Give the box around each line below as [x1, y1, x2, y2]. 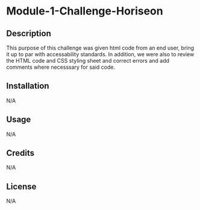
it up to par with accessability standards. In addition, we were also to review [6, 51, 195, 58]
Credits [6, 148, 35, 158]
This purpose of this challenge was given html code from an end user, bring [6, 44, 195, 51]
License [6, 181, 37, 191]
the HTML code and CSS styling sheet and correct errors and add [6, 57, 170, 64]
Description [6, 28, 51, 39]
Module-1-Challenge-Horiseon [6, 4, 164, 18]
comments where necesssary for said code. [6, 63, 116, 71]
